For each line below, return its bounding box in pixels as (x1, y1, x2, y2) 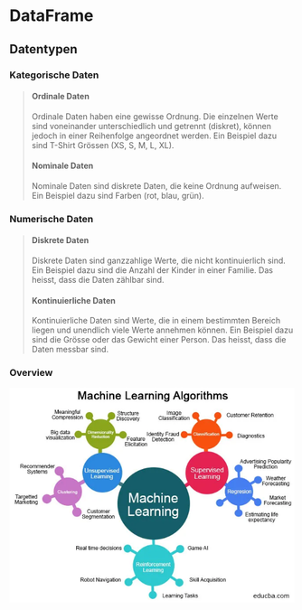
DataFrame (9, 5, 94, 26)
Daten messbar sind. (31, 344, 109, 355)
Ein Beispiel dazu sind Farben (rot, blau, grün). (31, 190, 205, 201)
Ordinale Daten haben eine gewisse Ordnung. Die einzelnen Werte (31, 110, 278, 122)
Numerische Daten (9, 212, 94, 225)
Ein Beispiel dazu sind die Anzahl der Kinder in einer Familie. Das (31, 265, 274, 276)
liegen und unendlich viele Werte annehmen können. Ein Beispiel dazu (31, 324, 294, 335)
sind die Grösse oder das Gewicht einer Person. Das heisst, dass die (31, 334, 287, 345)
